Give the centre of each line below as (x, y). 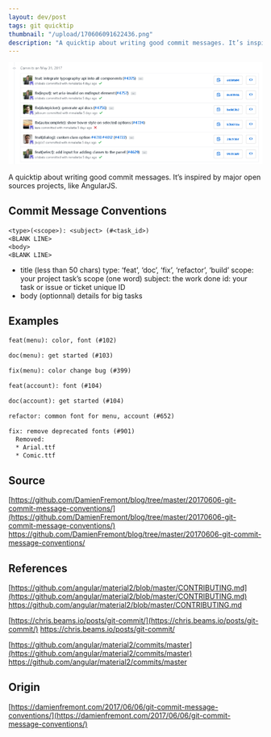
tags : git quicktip (41, 25)
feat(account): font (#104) (56, 386)
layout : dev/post (38, 17)
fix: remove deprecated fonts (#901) (72, 432)
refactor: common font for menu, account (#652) (92, 416)
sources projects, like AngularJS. (63, 185)
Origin (24, 687)
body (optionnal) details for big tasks (81, 296)
